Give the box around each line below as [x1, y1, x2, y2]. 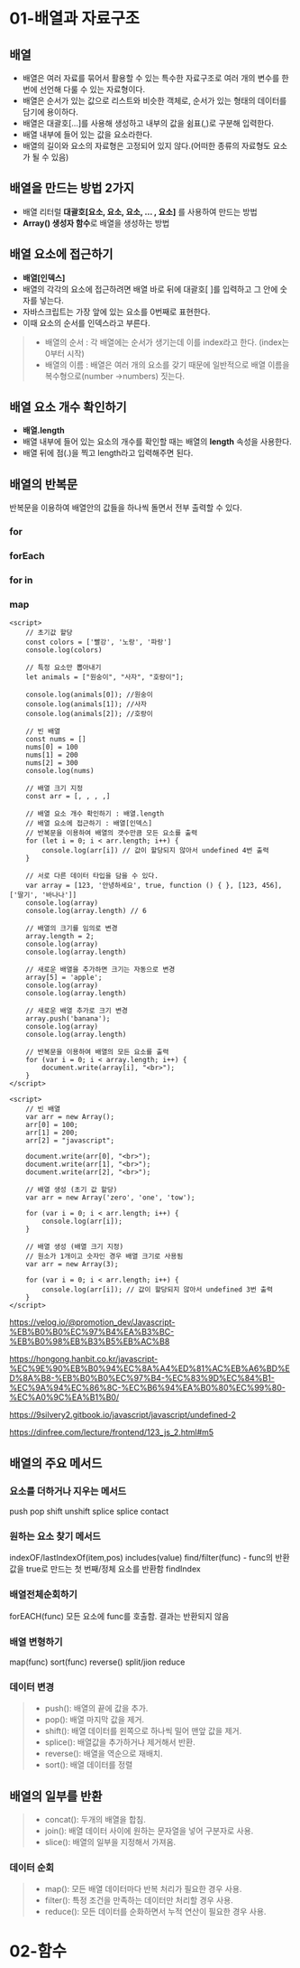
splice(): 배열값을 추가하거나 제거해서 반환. [44, 1737, 195, 1748]
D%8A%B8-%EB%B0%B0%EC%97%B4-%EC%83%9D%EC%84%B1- [9, 1373, 275, 1384]
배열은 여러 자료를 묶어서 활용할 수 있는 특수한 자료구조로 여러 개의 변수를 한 [22, 73, 290, 83]
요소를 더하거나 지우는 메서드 [9, 1485, 127, 1497]
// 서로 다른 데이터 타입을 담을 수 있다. [25, 872, 159, 881]
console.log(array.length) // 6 [25, 907, 147, 916]
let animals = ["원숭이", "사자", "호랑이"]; [25, 673, 185, 682]
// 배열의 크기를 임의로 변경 [25, 924, 118, 933]
